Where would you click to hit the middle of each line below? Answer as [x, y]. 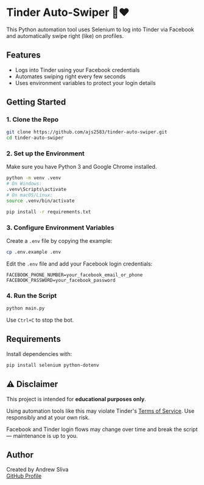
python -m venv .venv [34, 178]
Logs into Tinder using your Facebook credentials [77, 70]
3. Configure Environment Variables [60, 228]
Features [23, 55]
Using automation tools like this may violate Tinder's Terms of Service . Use [100, 411]
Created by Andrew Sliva [37, 470]
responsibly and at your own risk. [48, 417]
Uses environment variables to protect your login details [86, 83]
